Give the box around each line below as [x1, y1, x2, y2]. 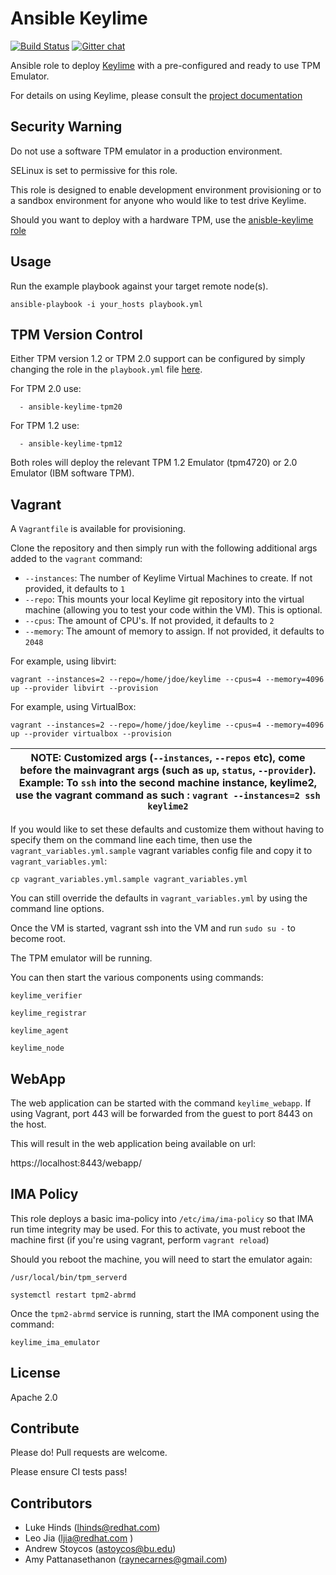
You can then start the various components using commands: [10, 972, 264, 984]
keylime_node [10, 1043, 65, 1054]
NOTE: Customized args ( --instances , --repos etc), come [30, 751, 306, 765]
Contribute [10, 1420, 80, 1437]
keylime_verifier [10, 991, 83, 1001]
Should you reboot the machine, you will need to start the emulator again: [10, 1253, 313, 1265]
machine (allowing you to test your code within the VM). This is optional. [24, 604, 323, 616]
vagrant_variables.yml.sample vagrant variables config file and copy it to [10, 845, 313, 857]
